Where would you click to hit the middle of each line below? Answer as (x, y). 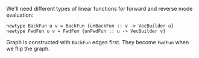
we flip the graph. (28, 48)
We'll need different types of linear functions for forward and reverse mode (99, 9)
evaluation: (20, 15)
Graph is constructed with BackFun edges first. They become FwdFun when (98, 42)
